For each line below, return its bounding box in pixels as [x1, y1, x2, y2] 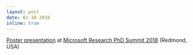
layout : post [6, 8, 40, 15]
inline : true [6, 20, 40, 26]
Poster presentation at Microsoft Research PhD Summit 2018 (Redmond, [6, 37, 188, 44]
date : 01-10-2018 [6, 15, 51, 21]
